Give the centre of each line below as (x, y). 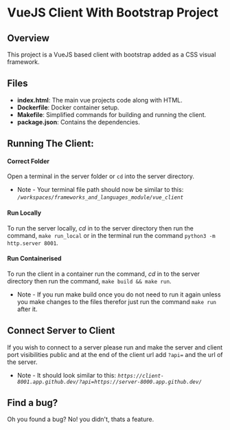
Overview (28, 38)
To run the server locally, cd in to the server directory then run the (101, 228)
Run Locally (24, 213)
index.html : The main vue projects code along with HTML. (100, 100)
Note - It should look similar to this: (67, 375)
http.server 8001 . (33, 243)
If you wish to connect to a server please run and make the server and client (115, 347)
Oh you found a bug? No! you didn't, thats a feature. (81, 419)
